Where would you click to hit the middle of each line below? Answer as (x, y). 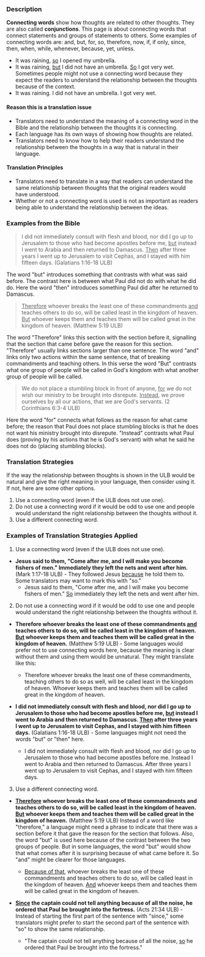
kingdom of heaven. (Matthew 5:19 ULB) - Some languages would (99, 643)
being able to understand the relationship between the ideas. (92, 207)
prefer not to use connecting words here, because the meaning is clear (105, 650)
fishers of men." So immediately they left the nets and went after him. (111, 594)
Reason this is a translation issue (49, 107)
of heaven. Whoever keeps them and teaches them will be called (106, 688)
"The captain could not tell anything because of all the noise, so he (109, 940)
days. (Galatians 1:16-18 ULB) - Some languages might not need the (101, 732)
